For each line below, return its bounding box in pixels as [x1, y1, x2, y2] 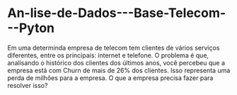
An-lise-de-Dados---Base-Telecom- [7, 5, 226, 21]
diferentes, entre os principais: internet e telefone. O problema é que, [7, 51, 209, 60]
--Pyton [7, 20, 55, 36]
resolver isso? [7, 81, 48, 89]
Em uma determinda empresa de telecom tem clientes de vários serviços [7, 43, 220, 52]
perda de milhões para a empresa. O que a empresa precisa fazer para [7, 73, 214, 82]
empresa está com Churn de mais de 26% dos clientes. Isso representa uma [7, 66, 231, 74]
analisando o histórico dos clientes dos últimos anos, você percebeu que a [7, 58, 225, 67]
